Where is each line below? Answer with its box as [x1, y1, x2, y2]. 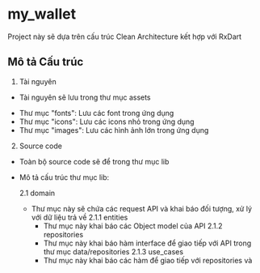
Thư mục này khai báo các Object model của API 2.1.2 [43, 220, 223, 231]
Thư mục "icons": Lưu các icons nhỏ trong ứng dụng [19, 117, 195, 126]
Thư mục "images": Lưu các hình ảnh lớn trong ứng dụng [19, 125, 209, 134]
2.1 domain [19, 188, 56, 198]
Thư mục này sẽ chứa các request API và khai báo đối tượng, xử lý [31, 203, 252, 213]
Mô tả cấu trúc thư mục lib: [19, 172, 110, 182]
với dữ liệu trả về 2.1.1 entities [31, 212, 128, 222]
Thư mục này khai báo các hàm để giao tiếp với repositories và [43, 255, 253, 265]
